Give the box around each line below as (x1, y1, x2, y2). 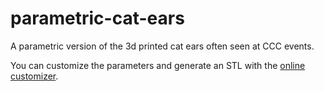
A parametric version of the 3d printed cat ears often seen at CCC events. (10, 40, 315, 52)
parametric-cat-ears (10, 7, 185, 30)
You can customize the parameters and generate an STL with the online (10, 59, 306, 71)
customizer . (10, 70, 59, 82)
